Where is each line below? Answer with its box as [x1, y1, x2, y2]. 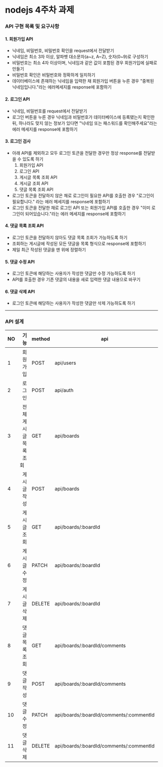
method [31, 335, 50, 342]
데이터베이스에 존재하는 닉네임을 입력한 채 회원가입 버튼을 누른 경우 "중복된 [12, 78, 154, 84]
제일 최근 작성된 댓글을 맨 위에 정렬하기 [12, 247, 86, 252]
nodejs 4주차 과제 [5, 4, 74, 16]
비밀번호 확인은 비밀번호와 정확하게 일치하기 [12, 72, 96, 78]
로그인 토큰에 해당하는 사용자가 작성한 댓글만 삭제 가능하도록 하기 [12, 300, 135, 306]
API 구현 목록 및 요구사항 [5, 23, 60, 30]
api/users [54, 359, 76, 366]
